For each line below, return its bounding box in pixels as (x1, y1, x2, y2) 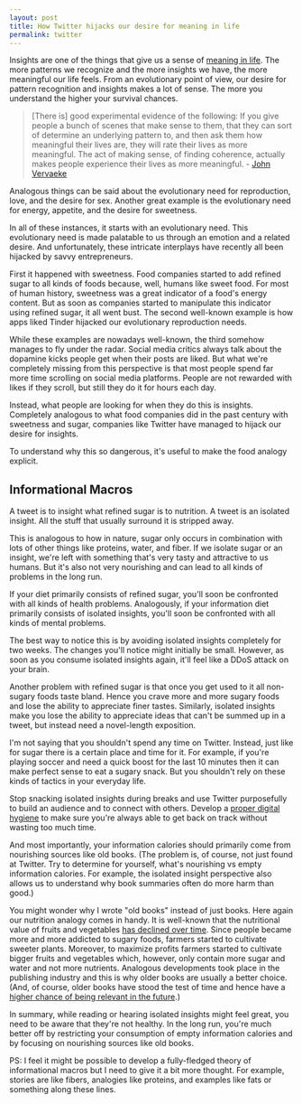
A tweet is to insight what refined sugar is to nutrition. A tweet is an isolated (9, 506, 290, 517)
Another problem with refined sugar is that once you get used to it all (9, 681, 265, 692)
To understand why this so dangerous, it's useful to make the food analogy (9, 446, 288, 457)
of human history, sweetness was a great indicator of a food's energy (9, 288, 268, 299)
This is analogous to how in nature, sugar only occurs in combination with (9, 533, 283, 544)
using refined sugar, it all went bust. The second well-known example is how (9, 307, 294, 318)
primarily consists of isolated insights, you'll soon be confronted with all (9, 608, 276, 619)
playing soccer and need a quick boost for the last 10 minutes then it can (9, 756, 279, 768)
